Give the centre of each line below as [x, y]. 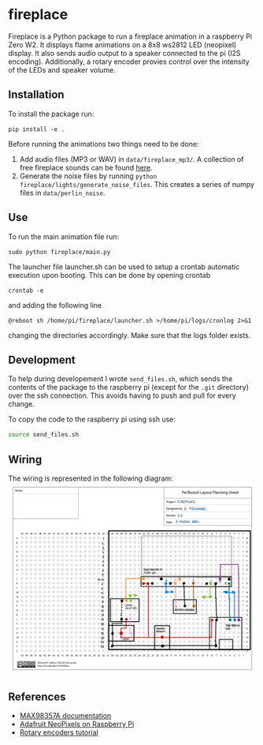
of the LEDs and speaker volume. [62, 69]
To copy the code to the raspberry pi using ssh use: [92, 419]
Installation [36, 95]
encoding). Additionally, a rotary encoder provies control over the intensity [129, 62]
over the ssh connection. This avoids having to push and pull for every [122, 395]
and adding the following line [55, 305]
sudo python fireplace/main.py [59, 252]
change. [22, 404]
